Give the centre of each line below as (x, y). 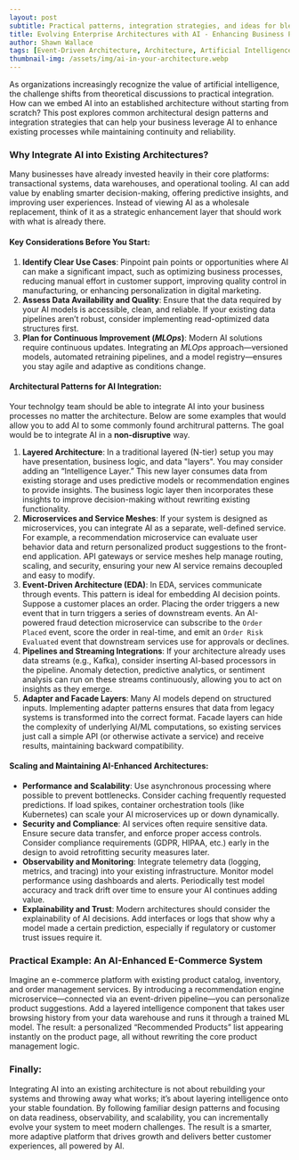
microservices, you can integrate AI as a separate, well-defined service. (154, 528)
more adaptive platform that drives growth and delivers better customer (140, 1136)
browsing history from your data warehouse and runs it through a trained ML (149, 1018)
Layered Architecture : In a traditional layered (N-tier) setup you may (148, 452)
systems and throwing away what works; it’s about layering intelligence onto (149, 1098)
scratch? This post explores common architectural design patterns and (139, 113)
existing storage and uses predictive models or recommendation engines (156, 480)
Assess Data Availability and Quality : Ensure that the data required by (152, 300)
